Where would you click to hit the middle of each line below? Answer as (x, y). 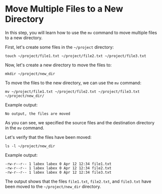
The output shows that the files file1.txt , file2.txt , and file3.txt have (78, 181)
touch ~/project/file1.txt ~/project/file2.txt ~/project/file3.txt (76, 56)
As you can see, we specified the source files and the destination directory (80, 122)
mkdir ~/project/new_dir (30, 74)
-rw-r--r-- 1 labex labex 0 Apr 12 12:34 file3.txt (58, 172)
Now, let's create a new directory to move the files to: (58, 65)
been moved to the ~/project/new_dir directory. (53, 186)
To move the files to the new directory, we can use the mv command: (73, 83)
